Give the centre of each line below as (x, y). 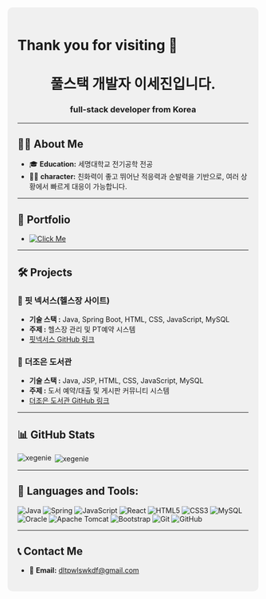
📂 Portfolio (44, 219)
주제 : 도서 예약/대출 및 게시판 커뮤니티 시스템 (100, 391)
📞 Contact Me (50, 551)
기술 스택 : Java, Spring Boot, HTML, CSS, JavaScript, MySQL (129, 319)
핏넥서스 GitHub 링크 (62, 339)
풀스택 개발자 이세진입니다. (133, 84)
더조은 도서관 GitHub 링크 (69, 401)
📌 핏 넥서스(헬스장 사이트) (64, 300)
